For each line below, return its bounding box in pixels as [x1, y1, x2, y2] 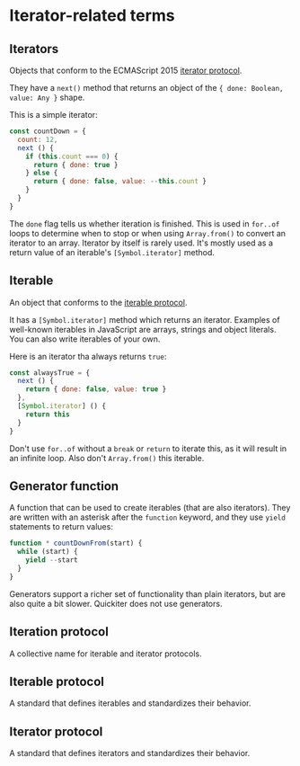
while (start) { [17, 548, 78, 557]
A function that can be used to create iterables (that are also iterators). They [9, 503, 291, 513]
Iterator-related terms [9, 5, 175, 26]
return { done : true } [32, 160, 119, 169]
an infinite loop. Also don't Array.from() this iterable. [9, 452, 205, 463]
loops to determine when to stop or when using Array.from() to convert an [9, 227, 286, 238]
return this [25, 410, 70, 419]
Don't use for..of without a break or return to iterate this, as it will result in [9, 442, 287, 454]
